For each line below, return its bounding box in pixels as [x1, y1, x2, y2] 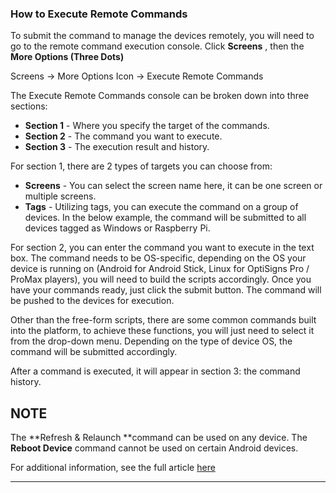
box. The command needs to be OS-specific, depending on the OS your [10, 252, 307, 264]
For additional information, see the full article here [10, 462, 216, 474]
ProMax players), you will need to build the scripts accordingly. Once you [10, 273, 312, 286]
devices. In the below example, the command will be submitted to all [24, 212, 307, 224]
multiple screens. [24, 190, 97, 202]
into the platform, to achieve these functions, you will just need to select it [10, 325, 315, 337]
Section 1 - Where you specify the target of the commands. [24, 120, 270, 132]
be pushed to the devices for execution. [10, 295, 175, 307]
